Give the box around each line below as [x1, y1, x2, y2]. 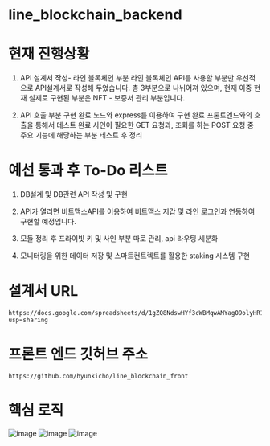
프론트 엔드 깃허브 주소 [8, 346, 149, 363]
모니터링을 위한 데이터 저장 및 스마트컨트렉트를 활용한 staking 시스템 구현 [19, 251, 251, 260]
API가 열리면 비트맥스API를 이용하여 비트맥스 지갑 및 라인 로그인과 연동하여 [19, 207, 256, 216]
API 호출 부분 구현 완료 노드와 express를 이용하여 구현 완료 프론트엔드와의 [19, 110, 253, 120]
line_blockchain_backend [8, 6, 182, 24]
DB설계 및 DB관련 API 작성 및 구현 [19, 190, 129, 199]
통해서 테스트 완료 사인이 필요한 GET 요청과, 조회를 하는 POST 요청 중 [35, 121, 255, 130]
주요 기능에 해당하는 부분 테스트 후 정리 [19, 130, 143, 140]
